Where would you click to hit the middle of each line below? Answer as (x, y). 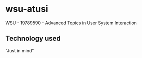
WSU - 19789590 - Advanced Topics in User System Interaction (71, 23)
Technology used (33, 39)
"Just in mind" (20, 50)
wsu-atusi (27, 9)
